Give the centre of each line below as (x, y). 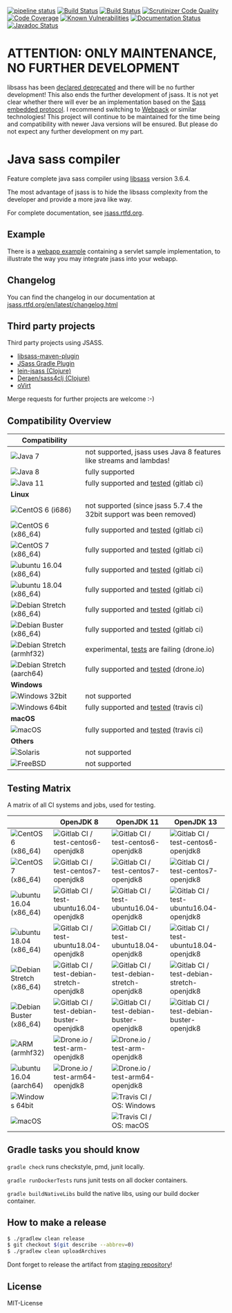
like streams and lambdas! (128, 461)
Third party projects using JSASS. (55, 343)
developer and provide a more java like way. (70, 199)
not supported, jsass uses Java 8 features (153, 452)
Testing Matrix (39, 788)
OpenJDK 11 (138, 822)
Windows (27, 685)
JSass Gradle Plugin (46, 364)
